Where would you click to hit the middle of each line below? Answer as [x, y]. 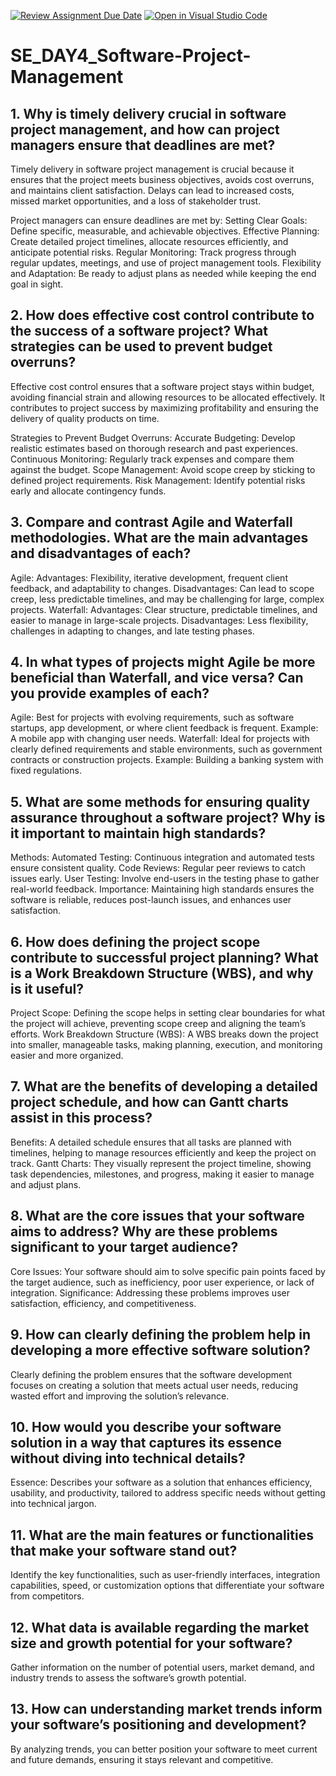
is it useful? [47, 988]
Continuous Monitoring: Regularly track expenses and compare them [152, 459]
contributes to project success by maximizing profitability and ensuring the [164, 407]
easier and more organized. [67, 1056]
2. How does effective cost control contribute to [162, 315]
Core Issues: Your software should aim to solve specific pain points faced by [168, 1271]
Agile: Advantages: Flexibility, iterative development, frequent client [149, 577]
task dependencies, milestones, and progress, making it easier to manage [162, 1174]
